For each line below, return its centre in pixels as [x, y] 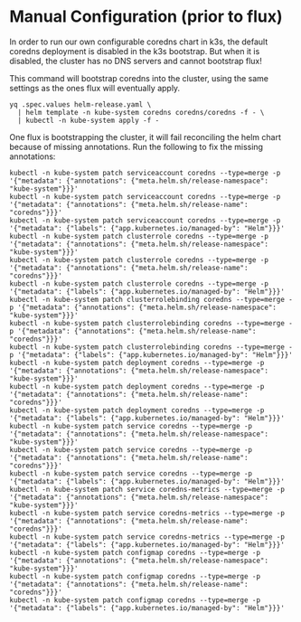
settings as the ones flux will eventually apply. [95, 88]
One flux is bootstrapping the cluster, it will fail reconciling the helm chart [146, 137]
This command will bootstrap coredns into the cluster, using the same [139, 78]
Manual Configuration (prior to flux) [146, 17]
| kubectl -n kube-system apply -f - [89, 120]
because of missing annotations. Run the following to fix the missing [136, 146]
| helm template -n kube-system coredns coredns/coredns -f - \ [141, 112]
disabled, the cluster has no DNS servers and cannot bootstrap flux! [136, 61]
